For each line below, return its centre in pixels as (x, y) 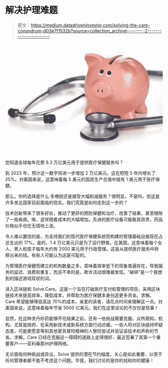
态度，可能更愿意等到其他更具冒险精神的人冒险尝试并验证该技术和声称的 (79, 331)
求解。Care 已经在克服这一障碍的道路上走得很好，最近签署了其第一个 (85, 337)
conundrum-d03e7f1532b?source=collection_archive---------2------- (89, 31)
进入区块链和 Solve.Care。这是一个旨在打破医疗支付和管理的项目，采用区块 (83, 289)
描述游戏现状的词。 (33, 278)
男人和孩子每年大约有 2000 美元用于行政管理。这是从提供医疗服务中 (84, 249)
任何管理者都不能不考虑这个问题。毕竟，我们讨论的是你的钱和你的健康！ (79, 360)
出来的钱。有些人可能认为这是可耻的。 (49, 255)
